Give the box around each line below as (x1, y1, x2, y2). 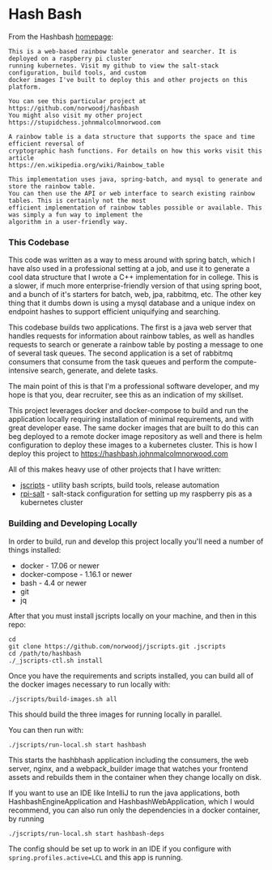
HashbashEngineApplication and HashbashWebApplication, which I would (8, 796, 255, 806)
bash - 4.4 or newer (19, 578, 87, 588)
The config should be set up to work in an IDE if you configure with (8, 843, 232, 853)
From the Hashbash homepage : (8, 32, 114, 41)
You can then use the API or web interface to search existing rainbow (8, 189, 255, 197)
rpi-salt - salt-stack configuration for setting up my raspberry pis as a (19, 489, 253, 499)
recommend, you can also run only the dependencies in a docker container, (8, 805, 261, 815)
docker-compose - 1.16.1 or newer (19, 569, 133, 579)
